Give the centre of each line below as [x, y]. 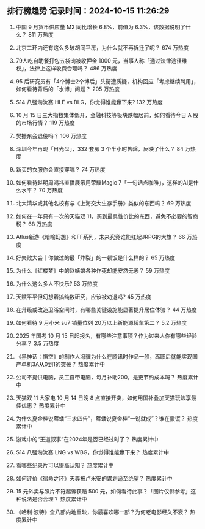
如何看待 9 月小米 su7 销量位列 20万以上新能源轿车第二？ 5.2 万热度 [101, 322]
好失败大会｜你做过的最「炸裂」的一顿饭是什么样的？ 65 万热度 [95, 257]
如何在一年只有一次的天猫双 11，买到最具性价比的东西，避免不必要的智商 [107, 216]
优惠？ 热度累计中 [43, 405]
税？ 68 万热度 [34, 224]
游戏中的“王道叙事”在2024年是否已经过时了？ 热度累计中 [87, 439]
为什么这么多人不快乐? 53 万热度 [57, 283]
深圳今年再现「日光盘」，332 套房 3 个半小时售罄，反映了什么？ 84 [99, 148]
